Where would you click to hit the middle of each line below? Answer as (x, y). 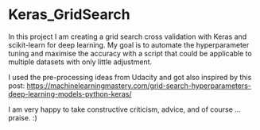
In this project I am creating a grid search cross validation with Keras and (128, 36)
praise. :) (23, 117)
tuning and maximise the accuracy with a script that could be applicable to (130, 53)
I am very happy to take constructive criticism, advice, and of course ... (124, 109)
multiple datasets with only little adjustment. (80, 62)
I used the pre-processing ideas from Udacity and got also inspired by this (130, 77)
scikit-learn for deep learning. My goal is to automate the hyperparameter (129, 44)
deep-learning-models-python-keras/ (70, 94)
